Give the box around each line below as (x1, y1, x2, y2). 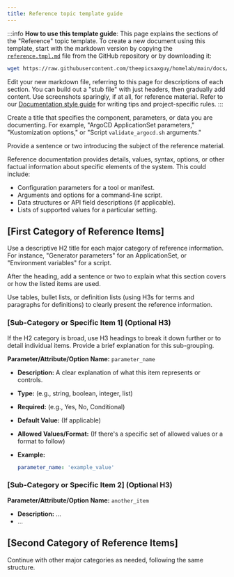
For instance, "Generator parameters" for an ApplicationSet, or (7, 251, 187, 260)
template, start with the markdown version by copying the (7, 44, 173, 52)
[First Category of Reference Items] (7, 226, 165, 237)
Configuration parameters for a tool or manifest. (17, 183, 155, 191)
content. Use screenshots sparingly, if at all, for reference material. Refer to (7, 92, 224, 101)
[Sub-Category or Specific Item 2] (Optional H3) (7, 480, 173, 490)
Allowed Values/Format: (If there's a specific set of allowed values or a (17, 429, 224, 438)
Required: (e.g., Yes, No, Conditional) (17, 402, 125, 411)
